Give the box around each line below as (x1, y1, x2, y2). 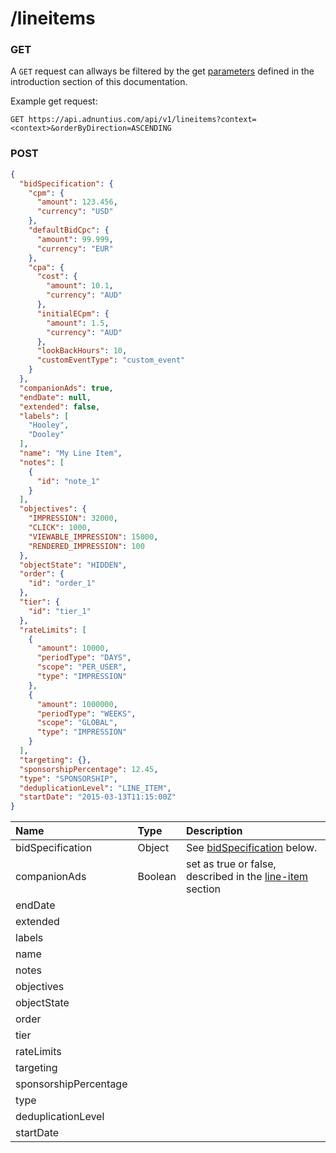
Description (185, 824, 243, 838)
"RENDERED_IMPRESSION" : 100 (28, 541, 145, 551)
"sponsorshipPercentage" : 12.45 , (19, 764, 159, 774)
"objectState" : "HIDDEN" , (19, 560, 128, 570)
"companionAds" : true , (19, 383, 114, 393)
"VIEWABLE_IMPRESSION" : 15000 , (28, 532, 159, 542)
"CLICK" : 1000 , (28, 523, 92, 533)
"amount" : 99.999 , (36, 234, 114, 244)
